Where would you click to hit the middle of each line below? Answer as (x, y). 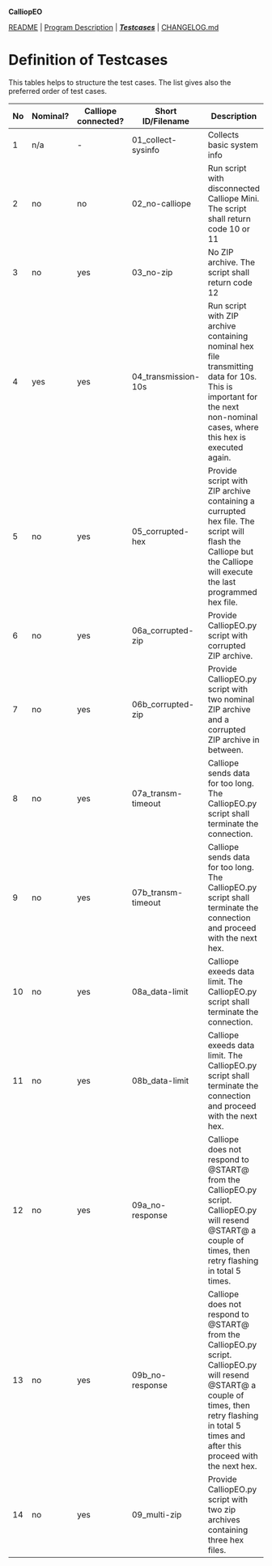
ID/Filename (166, 121)
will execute (230, 571)
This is (220, 386)
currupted (227, 511)
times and (226, 1436)
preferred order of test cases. (58, 91)
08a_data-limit (160, 991)
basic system (233, 145)
